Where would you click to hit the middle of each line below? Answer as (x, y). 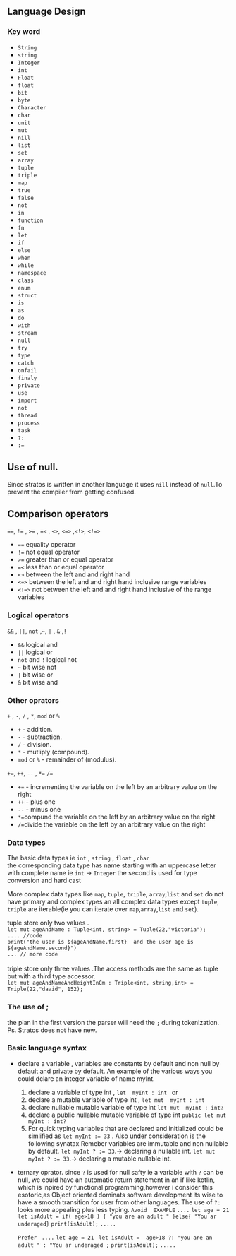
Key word (24, 32)
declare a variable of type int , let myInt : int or (103, 1092)
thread (27, 415)
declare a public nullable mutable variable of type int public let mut (127, 1115)
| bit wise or (35, 675)
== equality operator (46, 545)
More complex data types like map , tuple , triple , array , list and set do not (116, 894)
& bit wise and (38, 682)
